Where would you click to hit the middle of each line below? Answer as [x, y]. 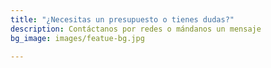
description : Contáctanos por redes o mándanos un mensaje [136, 29]
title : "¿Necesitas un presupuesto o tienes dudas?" [122, 19]
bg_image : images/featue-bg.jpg [77, 38]
